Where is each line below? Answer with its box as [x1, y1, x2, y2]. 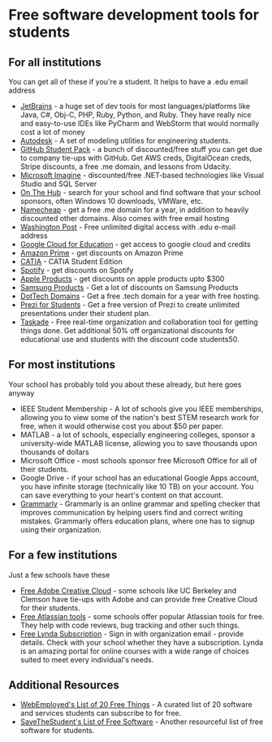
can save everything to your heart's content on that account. [19, 490, 223, 500]
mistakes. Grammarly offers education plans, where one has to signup [19, 516, 256, 526]
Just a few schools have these [8, 570, 110, 579]
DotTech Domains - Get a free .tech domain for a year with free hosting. [19, 291, 261, 301]
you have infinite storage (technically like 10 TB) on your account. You [19, 481, 254, 491]
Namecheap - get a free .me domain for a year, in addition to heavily [19, 205, 249, 215]
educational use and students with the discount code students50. [19, 335, 240, 344]
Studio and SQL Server [19, 179, 97, 189]
